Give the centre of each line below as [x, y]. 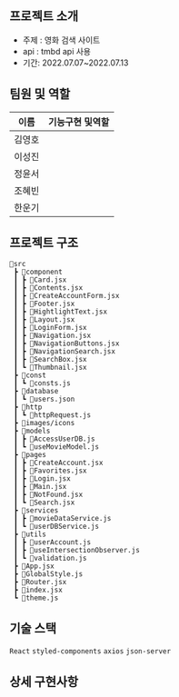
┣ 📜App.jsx [34, 566]
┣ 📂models [32, 431]
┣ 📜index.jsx [38, 590]
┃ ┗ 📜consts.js [42, 383]
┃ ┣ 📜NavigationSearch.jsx [65, 352]
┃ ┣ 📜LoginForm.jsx [50, 328]
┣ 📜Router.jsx [40, 582]
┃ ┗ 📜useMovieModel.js [56, 447]
